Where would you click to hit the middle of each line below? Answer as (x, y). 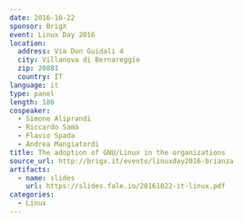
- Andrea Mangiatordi (59, 144)
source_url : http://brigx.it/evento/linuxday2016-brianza (121, 161)
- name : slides (46, 178)
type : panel (32, 93)
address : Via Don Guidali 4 (71, 52)
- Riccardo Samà (48, 128)
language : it (34, 85)
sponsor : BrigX (38, 26)
